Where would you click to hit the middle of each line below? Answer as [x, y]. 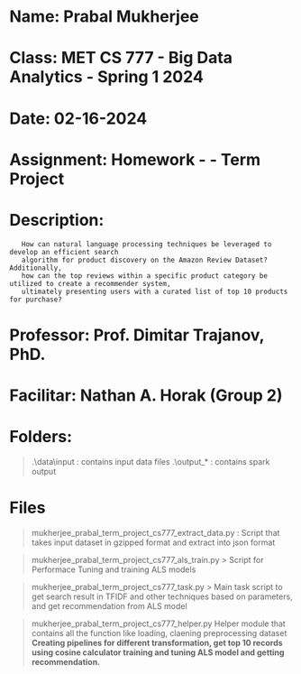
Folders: [41, 437]
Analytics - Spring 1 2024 [107, 77]
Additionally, [36, 268]
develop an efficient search [64, 252]
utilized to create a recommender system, [90, 283]
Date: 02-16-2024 [78, 118]
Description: [57, 220]
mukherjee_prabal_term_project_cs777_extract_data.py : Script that [155, 532]
